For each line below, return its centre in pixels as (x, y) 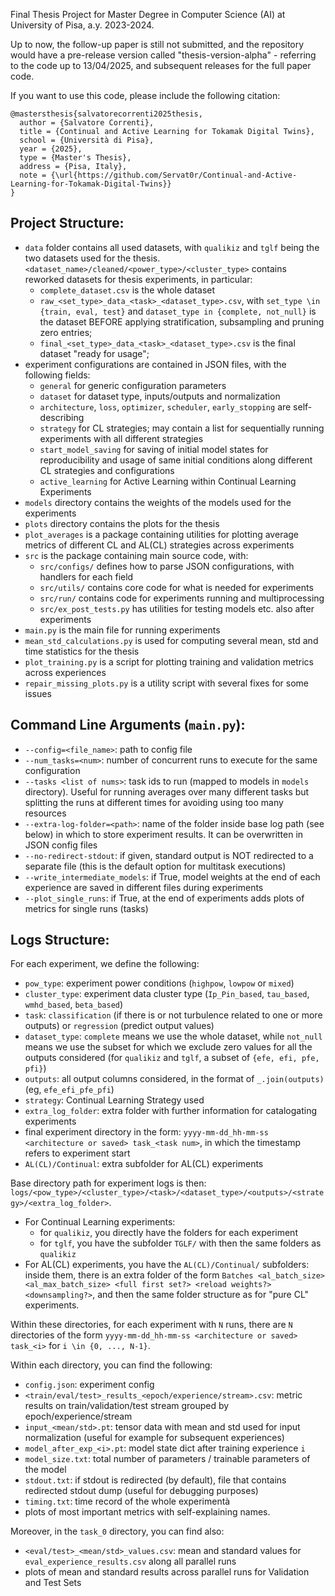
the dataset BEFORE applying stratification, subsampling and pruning (182, 321)
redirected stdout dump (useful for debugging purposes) (141, 1491)
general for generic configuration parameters (133, 385)
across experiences (65, 672)
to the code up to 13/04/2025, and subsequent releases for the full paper (161, 65)
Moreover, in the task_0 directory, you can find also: (117, 1531)
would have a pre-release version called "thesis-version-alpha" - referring (163, 55)
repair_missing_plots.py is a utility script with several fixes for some (166, 683)
